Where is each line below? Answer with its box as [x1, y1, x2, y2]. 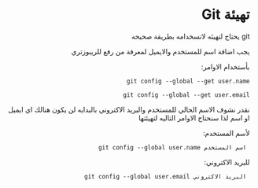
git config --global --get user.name [126, 77, 250, 85]
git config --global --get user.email [123, 90, 250, 99]
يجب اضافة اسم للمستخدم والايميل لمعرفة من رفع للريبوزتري [71, 46, 250, 56]
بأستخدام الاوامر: [201, 61, 250, 72]
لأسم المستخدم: [202, 128, 250, 138]
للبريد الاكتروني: [204, 157, 250, 167]
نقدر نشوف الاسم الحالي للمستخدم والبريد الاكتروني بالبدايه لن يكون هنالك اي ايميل [8, 105, 250, 114]
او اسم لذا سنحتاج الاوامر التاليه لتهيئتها [138, 112, 250, 123]
